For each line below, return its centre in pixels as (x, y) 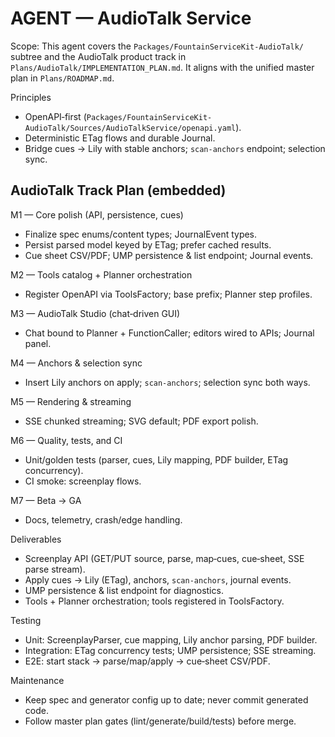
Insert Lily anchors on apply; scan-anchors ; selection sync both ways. (167, 382)
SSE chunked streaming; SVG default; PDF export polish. (141, 421)
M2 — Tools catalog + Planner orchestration (101, 274)
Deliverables (36, 539)
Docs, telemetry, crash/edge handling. (103, 519)
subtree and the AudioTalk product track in (98, 56)
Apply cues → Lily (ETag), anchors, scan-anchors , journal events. (158, 579)
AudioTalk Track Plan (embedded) (118, 190)
